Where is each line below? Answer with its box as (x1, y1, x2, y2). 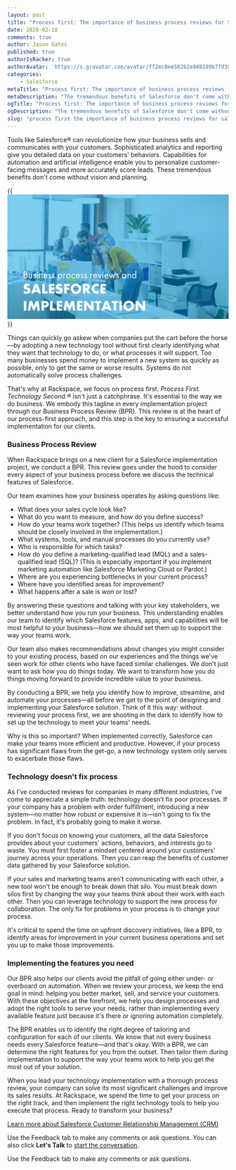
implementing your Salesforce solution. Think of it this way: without (7, 703, 202, 711)
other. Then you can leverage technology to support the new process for (7, 898, 218, 906)
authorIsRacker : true (7, 56, 71, 63)
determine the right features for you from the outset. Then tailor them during (7, 1048, 228, 1056)
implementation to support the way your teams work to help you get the (7, 1055, 215, 1064)
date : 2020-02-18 (7, 26, 58, 33)
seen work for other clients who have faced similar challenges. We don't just (7, 659, 228, 668)
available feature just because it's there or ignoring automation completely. (7, 1012, 224, 1020)
